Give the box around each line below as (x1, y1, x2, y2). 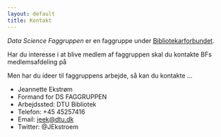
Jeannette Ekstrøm (17, 85, 73, 93)
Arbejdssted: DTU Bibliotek (17, 100, 97, 108)
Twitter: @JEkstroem (17, 122, 79, 131)
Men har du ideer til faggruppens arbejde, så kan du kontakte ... (7, 71, 193, 80)
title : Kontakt (7, 17, 52, 24)
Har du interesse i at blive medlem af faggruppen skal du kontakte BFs (7, 50, 212, 59)
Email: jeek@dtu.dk (17, 114, 74, 124)
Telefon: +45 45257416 (17, 107, 85, 116)
